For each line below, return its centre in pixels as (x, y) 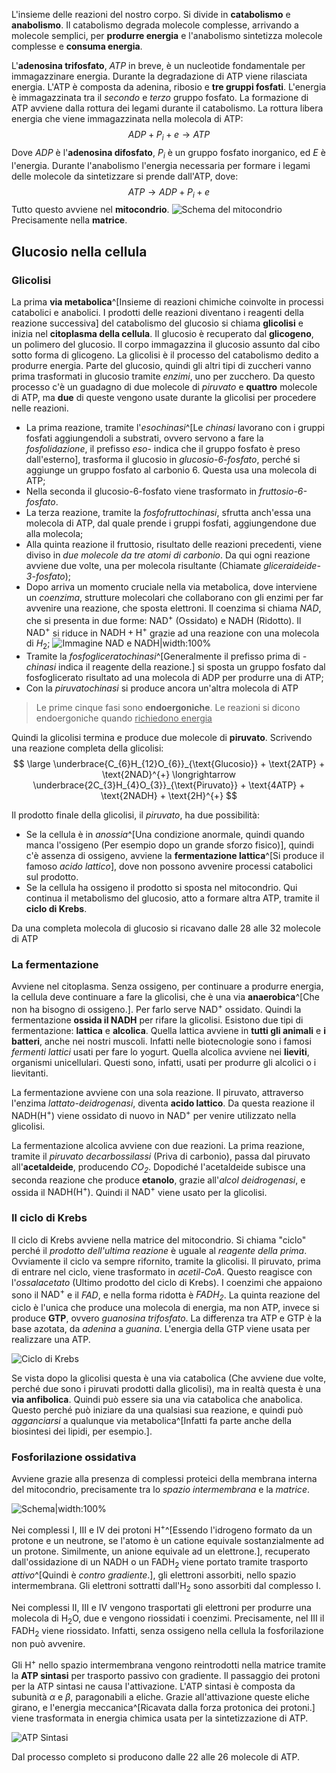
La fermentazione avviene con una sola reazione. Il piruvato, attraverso (157, 1093)
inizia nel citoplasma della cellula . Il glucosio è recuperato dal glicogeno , (162, 334)
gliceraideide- (292, 566)
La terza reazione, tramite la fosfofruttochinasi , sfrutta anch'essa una (168, 513)
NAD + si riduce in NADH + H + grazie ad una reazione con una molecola (172, 632)
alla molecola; (54, 534)
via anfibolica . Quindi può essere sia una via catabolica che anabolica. (157, 1399)
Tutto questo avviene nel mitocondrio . (90, 210)
